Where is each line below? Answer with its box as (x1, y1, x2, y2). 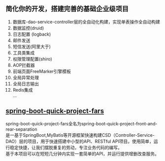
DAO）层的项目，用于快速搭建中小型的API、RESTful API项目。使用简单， (5, 138, 154, 144)
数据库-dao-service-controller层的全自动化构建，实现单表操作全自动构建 (12, 19, 161, 25)
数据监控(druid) (12, 25, 44, 31)
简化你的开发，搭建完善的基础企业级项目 (5, 4, 129, 13)
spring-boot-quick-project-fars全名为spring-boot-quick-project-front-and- (5, 120, 158, 126)
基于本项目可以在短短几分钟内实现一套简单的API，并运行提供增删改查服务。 (5, 151, 160, 157)
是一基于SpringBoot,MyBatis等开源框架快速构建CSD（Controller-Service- (5, 132, 155, 138)
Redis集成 (12, 87, 33, 93)
